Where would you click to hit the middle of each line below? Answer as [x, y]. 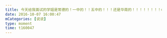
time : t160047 [20, 28]
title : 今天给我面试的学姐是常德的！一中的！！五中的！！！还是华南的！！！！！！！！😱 [85, 10]
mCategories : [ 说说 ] [26, 19]
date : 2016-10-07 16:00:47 [33, 14]
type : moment [19, 23]
